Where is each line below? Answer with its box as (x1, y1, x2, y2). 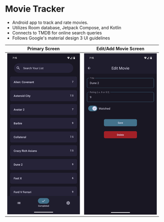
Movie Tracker (5, 3, 65, 15)
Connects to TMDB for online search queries (12, 30, 102, 36)
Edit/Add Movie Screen (96, 46, 145, 52)
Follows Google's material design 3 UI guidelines (12, 35, 110, 41)
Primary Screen (27, 46, 60, 52)
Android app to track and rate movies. (12, 19, 89, 25)
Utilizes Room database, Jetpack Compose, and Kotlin (12, 24, 122, 30)
